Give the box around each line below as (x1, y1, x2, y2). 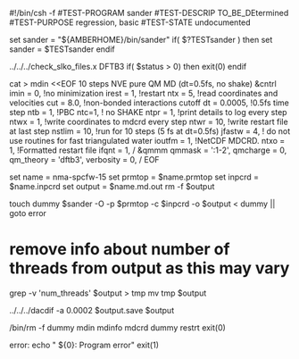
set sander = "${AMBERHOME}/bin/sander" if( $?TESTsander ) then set (9, 35, 273, 45)
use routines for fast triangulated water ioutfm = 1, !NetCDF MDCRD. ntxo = (9, 136, 286, 146)
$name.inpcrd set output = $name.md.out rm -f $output (9, 181, 215, 191)
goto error (9, 208, 47, 218)
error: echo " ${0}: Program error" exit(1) (9, 339, 159, 350)
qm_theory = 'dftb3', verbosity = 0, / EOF (9, 154, 160, 164)
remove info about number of (9, 239, 230, 260)
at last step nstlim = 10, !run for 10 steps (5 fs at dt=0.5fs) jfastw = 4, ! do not (9, 126, 291, 137)
